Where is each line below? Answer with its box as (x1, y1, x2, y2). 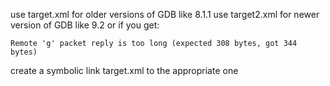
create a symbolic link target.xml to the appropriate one (10, 65, 239, 76)
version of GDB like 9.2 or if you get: (10, 19, 160, 31)
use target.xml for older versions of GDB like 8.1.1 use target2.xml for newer (10, 9, 320, 20)
